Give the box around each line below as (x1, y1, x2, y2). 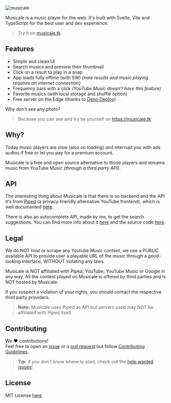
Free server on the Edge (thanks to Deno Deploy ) (12, 96, 116, 102)
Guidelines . (5, 349, 29, 355)
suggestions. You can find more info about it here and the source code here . (5, 219, 166, 225)
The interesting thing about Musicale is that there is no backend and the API (5, 193, 165, 199)
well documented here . (5, 204, 54, 210)
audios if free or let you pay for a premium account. (5, 149, 114, 155)
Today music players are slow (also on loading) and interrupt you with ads (5, 144, 161, 150)
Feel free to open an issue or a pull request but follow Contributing (5, 343, 145, 350)
